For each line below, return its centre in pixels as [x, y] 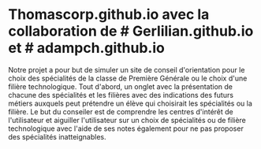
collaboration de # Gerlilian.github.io [131, 31]
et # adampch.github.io [87, 48]
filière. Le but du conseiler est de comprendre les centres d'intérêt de [121, 111]
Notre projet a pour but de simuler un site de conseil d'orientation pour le [127, 69]
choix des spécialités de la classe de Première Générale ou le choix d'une [128, 78]
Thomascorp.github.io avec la [109, 15]
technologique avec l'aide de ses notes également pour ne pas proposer [126, 129]
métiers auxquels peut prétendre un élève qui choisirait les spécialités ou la [130, 103]
